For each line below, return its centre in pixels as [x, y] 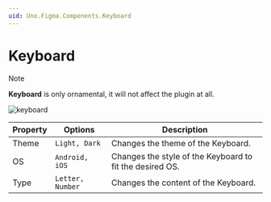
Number [68, 186]
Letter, [70, 178]
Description [185, 129]
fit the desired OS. [146, 166]
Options [79, 129]
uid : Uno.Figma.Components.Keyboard [70, 16]
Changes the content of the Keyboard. [184, 183]
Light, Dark [78, 143]
